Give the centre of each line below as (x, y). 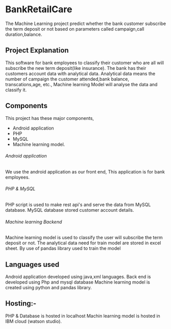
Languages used (32, 264)
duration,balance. (24, 34)
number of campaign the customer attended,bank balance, (67, 79)
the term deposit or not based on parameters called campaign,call (75, 29)
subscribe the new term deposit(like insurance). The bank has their (76, 68)
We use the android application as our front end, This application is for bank (85, 171)
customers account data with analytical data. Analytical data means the (80, 73)
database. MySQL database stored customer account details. (70, 210)
